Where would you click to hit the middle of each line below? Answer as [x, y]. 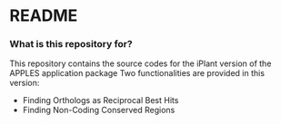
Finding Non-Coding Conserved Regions [99, 110]
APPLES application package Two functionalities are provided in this [137, 73]
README [44, 16]
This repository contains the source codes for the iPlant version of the [140, 63]
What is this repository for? [71, 44]
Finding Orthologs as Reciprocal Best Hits [100, 100]
